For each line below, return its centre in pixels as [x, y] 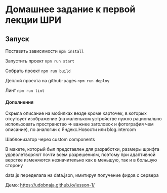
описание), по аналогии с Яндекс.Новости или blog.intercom [71, 130]
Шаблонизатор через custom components [50, 139]
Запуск [17, 39]
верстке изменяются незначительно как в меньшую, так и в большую [81, 160]
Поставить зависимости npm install [45, 51]
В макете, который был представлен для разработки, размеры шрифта [82, 149]
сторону [14, 166]
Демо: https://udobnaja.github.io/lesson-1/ [50, 185]
